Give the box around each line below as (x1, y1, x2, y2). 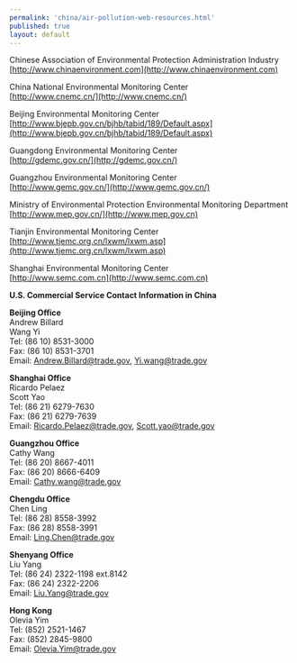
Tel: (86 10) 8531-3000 (9, 336, 94, 347)
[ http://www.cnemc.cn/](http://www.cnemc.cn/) (9, 91, 187, 102)
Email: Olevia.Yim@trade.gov (9, 643, 117, 654)
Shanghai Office (9, 373, 72, 384)
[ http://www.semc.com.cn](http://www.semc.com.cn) (9, 272, 209, 284)
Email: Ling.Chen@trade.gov (9, 532, 115, 543)
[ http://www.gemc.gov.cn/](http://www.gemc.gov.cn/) (9, 182, 211, 193)
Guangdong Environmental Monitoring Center (9, 145, 178, 156)
